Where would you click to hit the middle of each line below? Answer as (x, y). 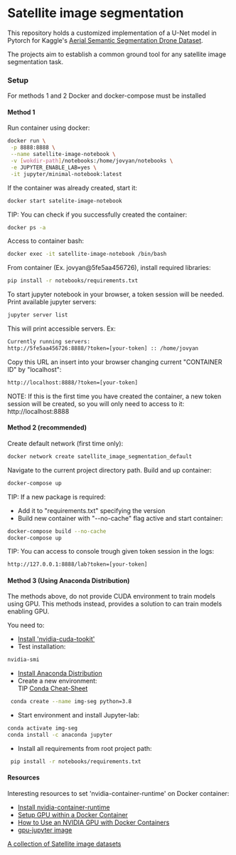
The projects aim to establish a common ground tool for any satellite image (117, 54)
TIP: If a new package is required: (57, 497)
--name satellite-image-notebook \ (63, 155)
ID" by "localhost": (34, 369)
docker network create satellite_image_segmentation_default (100, 456)
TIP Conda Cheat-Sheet (53, 688)
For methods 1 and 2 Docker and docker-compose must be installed (107, 96)
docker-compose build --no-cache (57, 531)
